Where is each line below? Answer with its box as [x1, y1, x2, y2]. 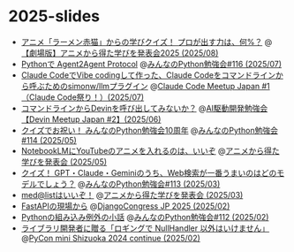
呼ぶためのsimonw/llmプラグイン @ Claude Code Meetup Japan [28, 80, 260, 91]
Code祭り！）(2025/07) [57, 91, 145, 103]
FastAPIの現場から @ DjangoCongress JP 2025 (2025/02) [20, 201, 230, 211]
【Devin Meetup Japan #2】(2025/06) [20, 113, 162, 125]
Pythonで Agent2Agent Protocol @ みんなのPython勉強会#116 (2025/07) [20, 58, 283, 69]
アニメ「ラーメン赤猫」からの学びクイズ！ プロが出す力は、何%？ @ [20, 36, 273, 47]
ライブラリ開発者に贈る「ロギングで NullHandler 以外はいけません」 [20, 223, 270, 233]
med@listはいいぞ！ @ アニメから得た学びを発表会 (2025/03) [20, 189, 244, 200]
